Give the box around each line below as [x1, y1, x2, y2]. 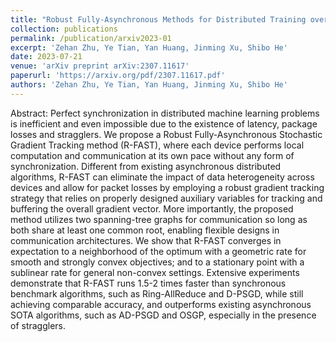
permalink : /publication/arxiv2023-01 [10, 33, 172, 43]
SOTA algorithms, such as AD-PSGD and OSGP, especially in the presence [10, 309, 317, 321]
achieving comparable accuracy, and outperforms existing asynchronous [10, 298, 312, 310]
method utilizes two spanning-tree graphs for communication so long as [10, 213, 308, 225]
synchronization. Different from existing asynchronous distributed [10, 160, 282, 172]
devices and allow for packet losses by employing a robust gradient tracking [10, 181, 325, 193]
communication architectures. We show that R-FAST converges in [10, 234, 282, 246]
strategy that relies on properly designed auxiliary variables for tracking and [10, 192, 323, 204]
